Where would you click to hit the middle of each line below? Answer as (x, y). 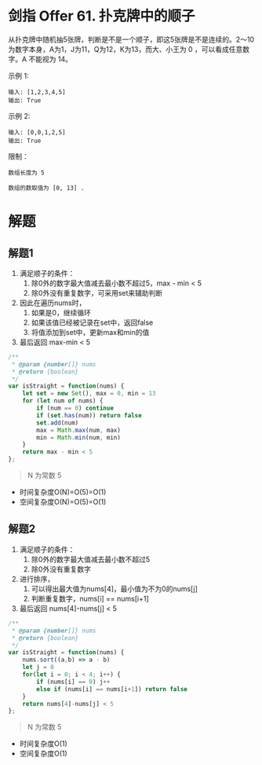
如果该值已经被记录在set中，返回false (92, 322)
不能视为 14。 (51, 59)
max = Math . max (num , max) (79, 430)
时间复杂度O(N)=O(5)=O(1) (63, 492)
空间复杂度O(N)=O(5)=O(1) (63, 502)
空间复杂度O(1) (44, 754)
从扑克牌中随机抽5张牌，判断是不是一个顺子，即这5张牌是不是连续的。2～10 (131, 39)
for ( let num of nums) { (63, 401)
